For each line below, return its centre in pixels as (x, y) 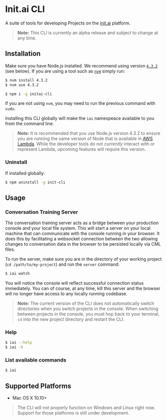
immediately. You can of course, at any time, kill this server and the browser (83, 289)
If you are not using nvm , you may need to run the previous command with (80, 103)
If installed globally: (25, 173)
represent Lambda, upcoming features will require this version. (82, 149)
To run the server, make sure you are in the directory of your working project (83, 259)
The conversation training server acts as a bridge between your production (82, 223)
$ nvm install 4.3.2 (27, 80)
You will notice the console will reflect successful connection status (75, 283)
